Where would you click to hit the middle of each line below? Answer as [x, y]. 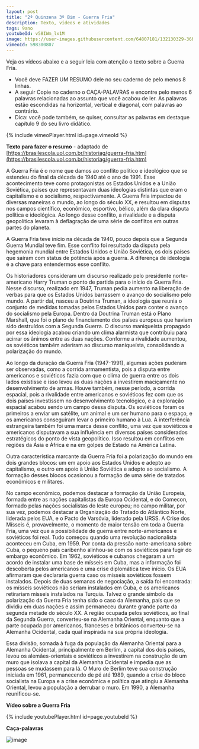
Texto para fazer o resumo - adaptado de [57, 147]
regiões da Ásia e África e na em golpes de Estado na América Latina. [91, 445]
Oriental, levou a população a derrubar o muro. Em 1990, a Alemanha [90, 687]
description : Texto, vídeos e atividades [58, 23]
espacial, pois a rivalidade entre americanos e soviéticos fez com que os [95, 394]
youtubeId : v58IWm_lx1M [36, 34]
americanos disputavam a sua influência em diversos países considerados [97, 432]
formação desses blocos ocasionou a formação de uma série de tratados [96, 475]
